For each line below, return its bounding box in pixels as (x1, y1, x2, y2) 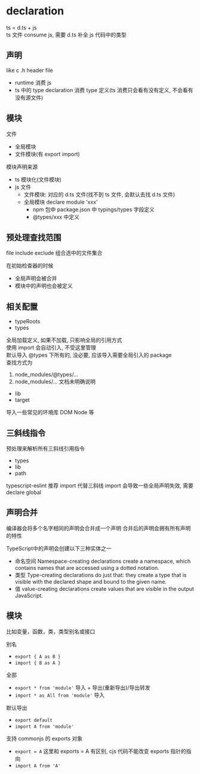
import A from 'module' (14, 723, 75, 730)
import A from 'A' (14, 763, 61, 769)
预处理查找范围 (6, 232, 61, 242)
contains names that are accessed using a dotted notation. (14, 564, 159, 571)
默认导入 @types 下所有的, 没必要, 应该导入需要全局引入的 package (6, 351, 172, 359)
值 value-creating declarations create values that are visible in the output (14, 585, 194, 592)
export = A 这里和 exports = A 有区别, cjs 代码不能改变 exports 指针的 (14, 747, 187, 755)
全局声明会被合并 (14, 275, 57, 282)
